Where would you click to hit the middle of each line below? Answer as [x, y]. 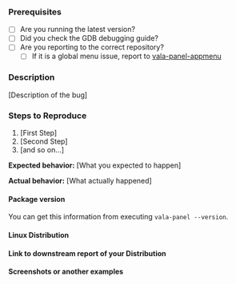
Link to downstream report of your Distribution [87, 253]
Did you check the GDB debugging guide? [89, 38]
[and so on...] [42, 150]
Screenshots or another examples [66, 272]
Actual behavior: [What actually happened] [80, 181]
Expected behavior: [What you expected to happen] [95, 165]
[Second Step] [44, 141]
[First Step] [38, 133]
